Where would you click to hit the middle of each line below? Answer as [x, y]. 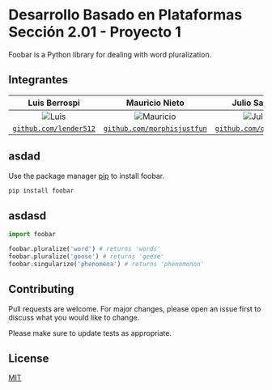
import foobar [32, 235]
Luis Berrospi [54, 103]
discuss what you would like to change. [74, 317]
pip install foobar [41, 191]
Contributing [41, 289]
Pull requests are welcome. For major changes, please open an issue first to [135, 308]
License [29, 358]
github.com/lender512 [54, 128]
